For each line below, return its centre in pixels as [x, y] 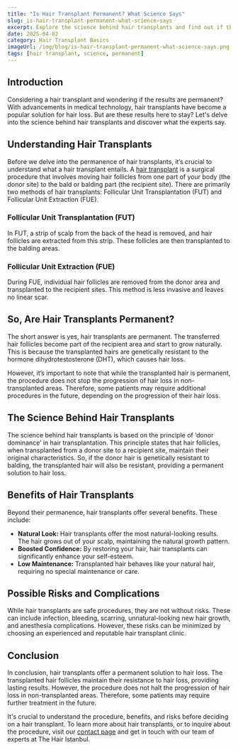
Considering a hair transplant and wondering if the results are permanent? [115, 99]
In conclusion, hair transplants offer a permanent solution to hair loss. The [115, 673]
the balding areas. [34, 248]
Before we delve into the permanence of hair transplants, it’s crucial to [110, 161]
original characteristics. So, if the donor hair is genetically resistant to [109, 457]
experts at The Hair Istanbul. [49, 739]
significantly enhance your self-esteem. [75, 556]
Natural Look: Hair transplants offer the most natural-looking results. [118, 533]
